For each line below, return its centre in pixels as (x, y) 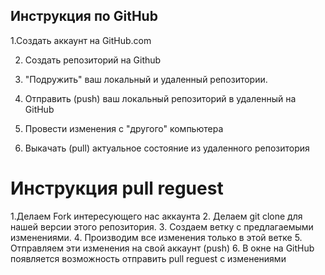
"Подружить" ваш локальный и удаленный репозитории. (146, 79)
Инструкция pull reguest (117, 188)
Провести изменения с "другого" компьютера (124, 128)
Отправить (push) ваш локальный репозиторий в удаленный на (160, 98)
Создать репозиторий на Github (93, 60)
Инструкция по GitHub (84, 16)
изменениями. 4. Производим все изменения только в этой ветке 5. (156, 237)
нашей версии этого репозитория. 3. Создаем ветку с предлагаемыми (162, 226)
